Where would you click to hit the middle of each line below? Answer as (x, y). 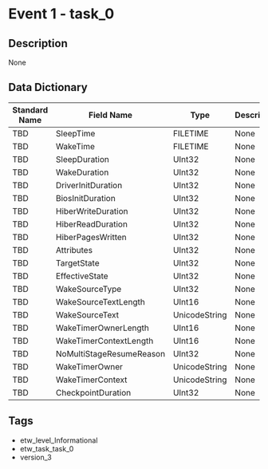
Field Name (111, 115)
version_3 (35, 457)
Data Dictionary (48, 87)
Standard (30, 110)
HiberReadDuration (91, 224)
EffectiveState (82, 276)
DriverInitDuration (89, 185)
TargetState (77, 262)
